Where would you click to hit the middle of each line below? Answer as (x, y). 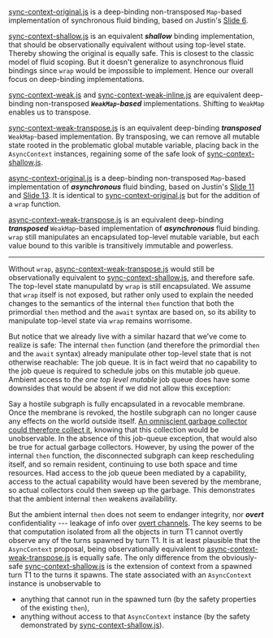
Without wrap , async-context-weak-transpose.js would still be (112, 269)
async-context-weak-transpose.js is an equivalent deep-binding (116, 220)
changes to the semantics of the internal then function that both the (121, 303)
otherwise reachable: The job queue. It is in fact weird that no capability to (133, 362)
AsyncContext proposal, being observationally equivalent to (107, 549)
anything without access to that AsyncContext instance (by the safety (135, 616)
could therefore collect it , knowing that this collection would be (114, 430)
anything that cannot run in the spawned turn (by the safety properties (138, 599)
